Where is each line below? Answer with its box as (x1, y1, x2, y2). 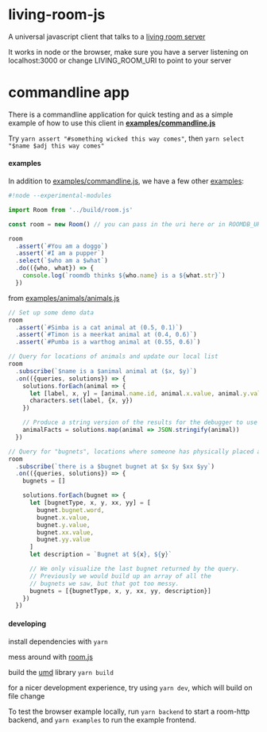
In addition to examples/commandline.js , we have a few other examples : (8, 176, 245, 186)
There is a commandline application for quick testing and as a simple (8, 110, 234, 119)
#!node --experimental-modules (8, 192, 112, 200)
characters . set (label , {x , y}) (29, 397, 133, 405)
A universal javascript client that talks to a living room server (8, 32, 206, 41)
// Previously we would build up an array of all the (29, 572, 212, 580)
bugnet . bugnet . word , (37, 506, 105, 514)
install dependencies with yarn (8, 637, 109, 646)
